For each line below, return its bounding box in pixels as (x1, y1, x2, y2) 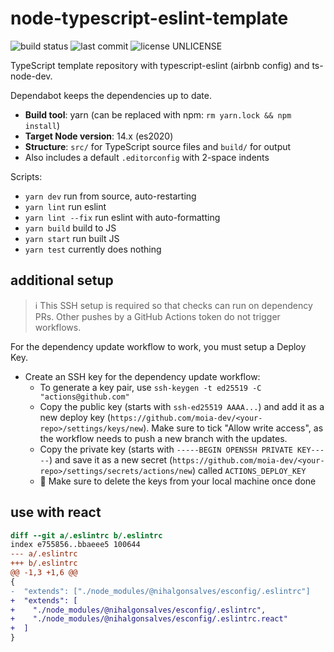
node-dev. (10, 70, 53, 82)
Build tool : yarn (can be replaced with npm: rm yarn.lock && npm (24, 108, 292, 121)
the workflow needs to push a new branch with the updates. (39, 432, 288, 444)
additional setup (10, 272, 114, 289)
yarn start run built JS (24, 232, 120, 244)
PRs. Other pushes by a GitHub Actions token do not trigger (34, 310, 281, 322)
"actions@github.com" (39, 392, 130, 402)
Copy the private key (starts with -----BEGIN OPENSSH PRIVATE (39, 443, 293, 455)
